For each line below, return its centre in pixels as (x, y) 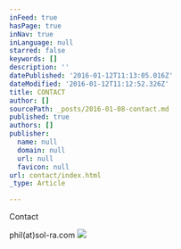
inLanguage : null (41, 42)
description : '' (39, 68)
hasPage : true (36, 26)
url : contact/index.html (55, 175)
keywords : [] (33, 59)
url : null (35, 158)
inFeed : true (33, 17)
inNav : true (31, 34)
